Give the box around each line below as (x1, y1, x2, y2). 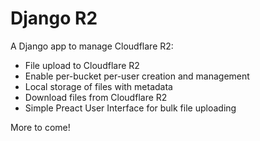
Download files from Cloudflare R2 (24, 91, 168, 103)
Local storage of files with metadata (24, 80, 173, 92)
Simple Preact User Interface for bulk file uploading (24, 102, 237, 114)
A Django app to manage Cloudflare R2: (10, 40, 174, 52)
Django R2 (10, 7, 98, 30)
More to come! (10, 121, 71, 133)
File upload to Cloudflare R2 (24, 59, 140, 71)
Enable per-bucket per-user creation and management (24, 70, 250, 82)
